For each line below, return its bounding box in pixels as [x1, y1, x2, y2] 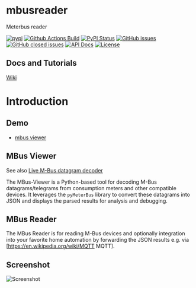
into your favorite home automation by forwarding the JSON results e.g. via [6, 236, 189, 244]
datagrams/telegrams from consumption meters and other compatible [6, 184, 176, 191]
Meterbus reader [6, 23, 47, 30]
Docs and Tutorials [6, 58, 77, 68]
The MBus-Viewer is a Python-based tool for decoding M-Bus [6, 178, 158, 185]
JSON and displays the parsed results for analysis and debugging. [6, 197, 168, 204]
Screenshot [6, 260, 50, 270]
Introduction [6, 94, 69, 108]
